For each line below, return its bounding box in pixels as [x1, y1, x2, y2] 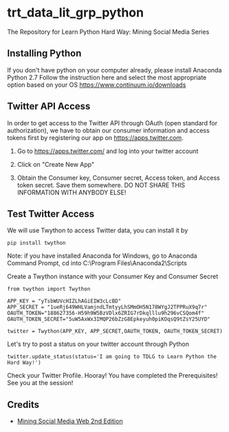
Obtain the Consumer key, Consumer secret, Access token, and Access [17, 174, 220, 182]
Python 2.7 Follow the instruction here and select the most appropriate [7, 73, 207, 81]
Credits [7, 398, 40, 411]
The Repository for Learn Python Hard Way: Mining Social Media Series [7, 28, 210, 36]
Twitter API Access [7, 101, 91, 112]
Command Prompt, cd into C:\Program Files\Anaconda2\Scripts [7, 259, 187, 267]
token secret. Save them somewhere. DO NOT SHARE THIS [17, 181, 186, 189]
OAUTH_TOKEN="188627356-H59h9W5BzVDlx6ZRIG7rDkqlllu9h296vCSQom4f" [7, 310, 205, 317]
